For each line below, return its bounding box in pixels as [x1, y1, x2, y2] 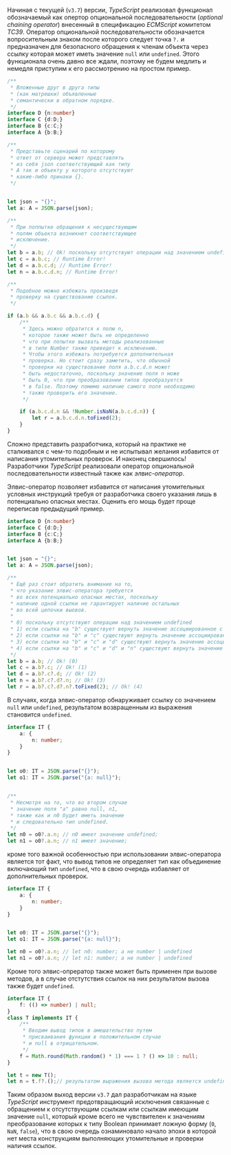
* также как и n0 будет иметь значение [10, 812, 125, 819]
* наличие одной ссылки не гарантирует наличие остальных [10, 600, 180, 607]
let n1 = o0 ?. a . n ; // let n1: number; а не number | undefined [7, 954, 192, 961]
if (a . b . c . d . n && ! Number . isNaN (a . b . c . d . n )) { [19, 408, 155, 416]
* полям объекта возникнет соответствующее [10, 230, 137, 237]
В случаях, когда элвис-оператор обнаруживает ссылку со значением [7, 695, 217, 704]
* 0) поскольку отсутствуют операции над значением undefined [10, 620, 192, 626]
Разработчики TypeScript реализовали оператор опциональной [7, 462, 195, 470]
